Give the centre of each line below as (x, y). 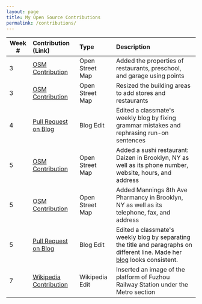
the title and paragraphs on (154, 245)
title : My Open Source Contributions (54, 17)
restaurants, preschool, (149, 68)
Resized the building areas (154, 86)
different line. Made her (149, 252)
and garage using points (150, 76)
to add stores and (141, 93)
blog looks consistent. (147, 260)
